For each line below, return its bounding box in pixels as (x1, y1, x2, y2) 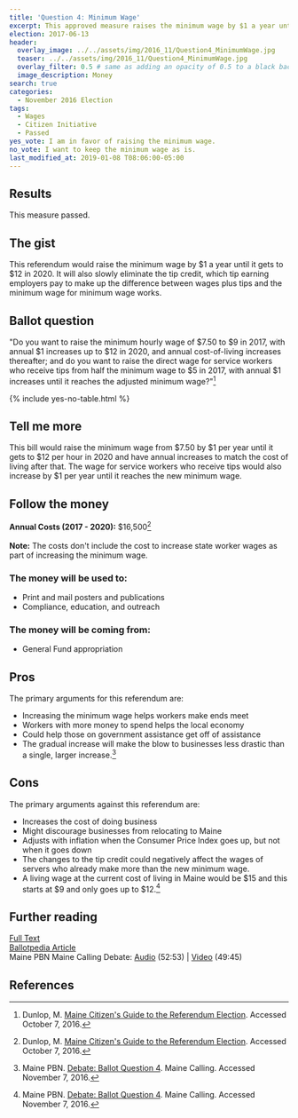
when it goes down (21, 844, 92, 855)
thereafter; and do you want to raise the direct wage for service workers (9, 355, 273, 366)
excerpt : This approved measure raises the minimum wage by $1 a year (9, 21, 276, 30)
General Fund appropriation (21, 644, 123, 654)
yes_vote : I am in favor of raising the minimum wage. (9, 137, 216, 146)
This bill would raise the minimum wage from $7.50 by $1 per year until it (9, 442, 273, 453)
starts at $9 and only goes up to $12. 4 (21, 882, 161, 894)
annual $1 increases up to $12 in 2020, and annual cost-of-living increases (9, 345, 282, 356)
